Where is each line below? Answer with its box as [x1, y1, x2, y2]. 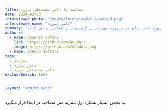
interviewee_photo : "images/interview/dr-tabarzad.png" [5, 16, 123, 21]
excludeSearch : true [5, 72, 48, 77]
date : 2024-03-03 [5, 12, 41, 17]
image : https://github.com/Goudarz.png [14, 44, 97, 49]
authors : [5, 30, 23, 35]
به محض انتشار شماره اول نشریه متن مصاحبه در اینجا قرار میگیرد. [5, 99, 127, 105]
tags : [5, 53, 16, 59]
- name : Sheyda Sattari [9, 49, 59, 54]
